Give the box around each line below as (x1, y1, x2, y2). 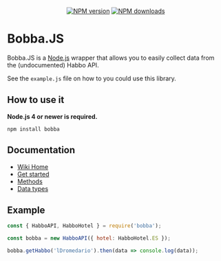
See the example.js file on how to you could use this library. (7, 74, 177, 82)
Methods (17, 177, 43, 185)
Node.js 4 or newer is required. (7, 112, 98, 120)
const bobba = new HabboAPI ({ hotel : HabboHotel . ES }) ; (7, 235, 171, 242)
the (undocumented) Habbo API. (7, 60, 99, 69)
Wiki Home (17, 162, 49, 171)
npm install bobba (7, 126, 60, 133)
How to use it (7, 94, 65, 106)
